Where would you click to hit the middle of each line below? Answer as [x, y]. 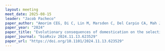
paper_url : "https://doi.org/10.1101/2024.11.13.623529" [65, 41]
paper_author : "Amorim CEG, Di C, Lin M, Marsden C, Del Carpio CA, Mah [81, 23]
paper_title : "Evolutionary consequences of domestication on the [74, 32]
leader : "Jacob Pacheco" [30, 18]
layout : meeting [22, 9]
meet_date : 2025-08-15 [28, 14]
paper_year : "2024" [25, 28]
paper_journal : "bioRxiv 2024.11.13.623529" [51, 37]
